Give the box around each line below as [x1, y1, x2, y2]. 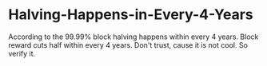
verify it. [8, 49, 36, 58]
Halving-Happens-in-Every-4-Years [8, 6, 253, 24]
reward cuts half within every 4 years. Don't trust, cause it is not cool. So [8, 40, 248, 49]
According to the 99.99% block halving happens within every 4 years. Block [8, 32, 259, 41]
